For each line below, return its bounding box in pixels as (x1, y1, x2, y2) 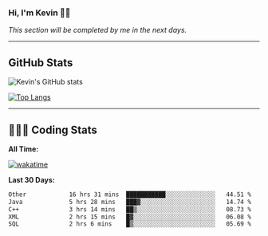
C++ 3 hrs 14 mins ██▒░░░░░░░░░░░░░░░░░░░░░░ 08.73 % (8, 205, 251, 214)
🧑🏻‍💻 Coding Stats (8, 123, 98, 136)
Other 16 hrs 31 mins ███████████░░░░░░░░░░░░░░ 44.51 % (8, 191, 251, 199)
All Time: (8, 144, 39, 154)
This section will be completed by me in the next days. (8, 26, 187, 35)
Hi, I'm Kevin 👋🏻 (8, 7, 71, 18)
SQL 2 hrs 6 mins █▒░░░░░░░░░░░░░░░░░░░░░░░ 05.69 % (8, 220, 251, 228)
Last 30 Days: (8, 175, 56, 184)
